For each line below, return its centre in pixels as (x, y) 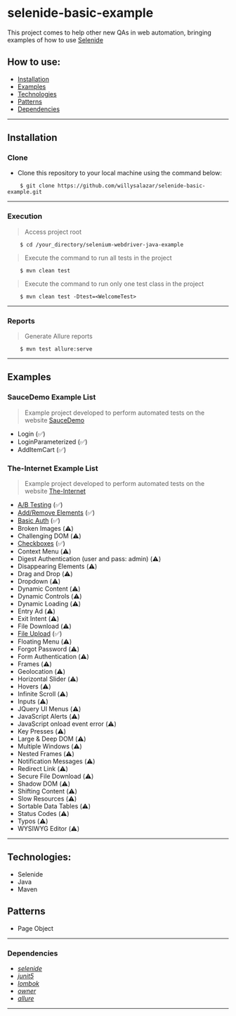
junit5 (26, 976)
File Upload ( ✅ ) (40, 634)
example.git (25, 192)
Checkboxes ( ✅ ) (41, 544)
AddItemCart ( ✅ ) (42, 449)
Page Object (35, 928)
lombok (28, 983)
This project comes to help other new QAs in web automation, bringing (110, 32)
